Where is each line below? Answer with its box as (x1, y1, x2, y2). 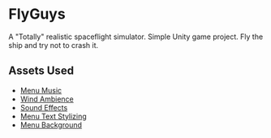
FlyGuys (8, 5, 67, 24)
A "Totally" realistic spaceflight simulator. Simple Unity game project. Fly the (8, 32, 264, 41)
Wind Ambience (19, 94, 75, 104)
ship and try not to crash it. (8, 40, 99, 50)
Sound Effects (19, 102, 68, 112)
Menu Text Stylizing (19, 111, 87, 121)
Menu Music (19, 85, 62, 95)
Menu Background (19, 119, 83, 130)
